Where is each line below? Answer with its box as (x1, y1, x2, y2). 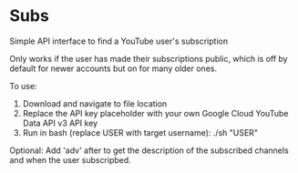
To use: (9, 80, 38, 91)
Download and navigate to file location (22, 97, 168, 109)
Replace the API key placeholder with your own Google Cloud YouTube (22, 107, 289, 118)
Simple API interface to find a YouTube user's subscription (9, 36, 229, 46)
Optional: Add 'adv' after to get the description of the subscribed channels (9, 145, 289, 156)
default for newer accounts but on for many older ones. (9, 63, 217, 74)
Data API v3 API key (22, 117, 98, 128)
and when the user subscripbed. (9, 154, 132, 165)
